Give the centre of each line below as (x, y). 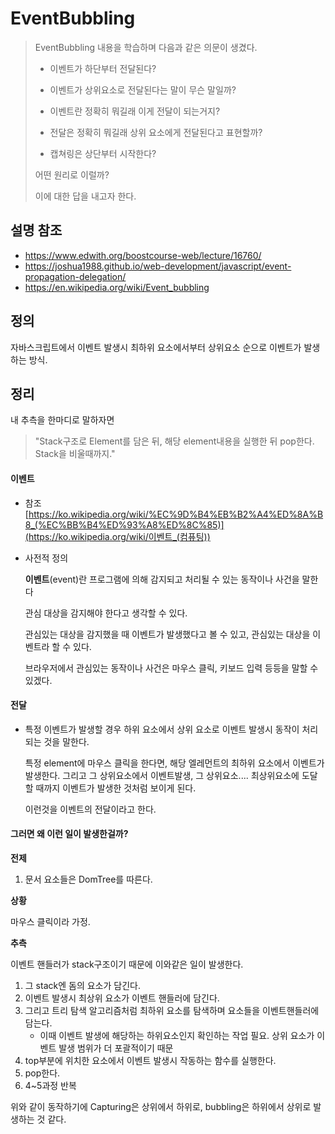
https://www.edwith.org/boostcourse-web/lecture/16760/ (143, 255)
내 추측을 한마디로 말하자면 (62, 420)
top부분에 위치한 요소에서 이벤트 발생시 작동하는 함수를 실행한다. (150, 1060)
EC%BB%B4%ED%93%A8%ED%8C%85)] (135, 524)
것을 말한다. (66, 741)
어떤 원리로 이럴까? (72, 174)
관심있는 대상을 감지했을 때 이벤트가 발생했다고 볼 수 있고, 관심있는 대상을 (167, 634)
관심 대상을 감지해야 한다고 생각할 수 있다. (106, 613)
